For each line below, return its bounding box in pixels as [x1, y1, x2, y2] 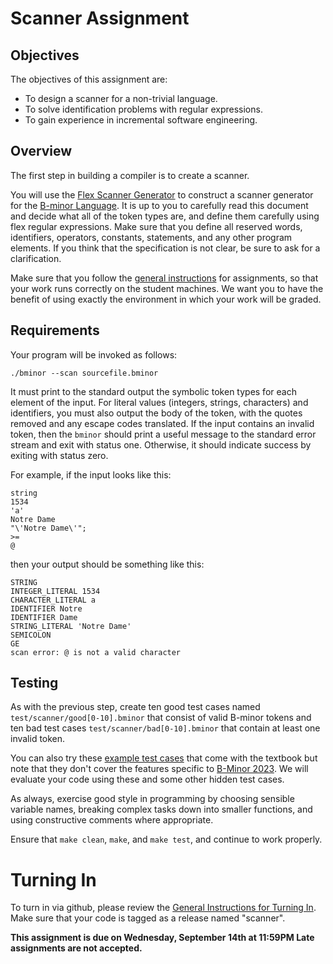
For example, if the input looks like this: [10, 468, 172, 481]
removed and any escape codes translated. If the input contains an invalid [10, 417, 315, 429]
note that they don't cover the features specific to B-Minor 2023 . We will [10, 763, 309, 775]
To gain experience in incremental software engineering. [24, 114, 258, 126]
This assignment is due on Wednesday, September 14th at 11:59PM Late [10, 932, 315, 944]
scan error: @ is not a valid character [10, 647, 182, 657]
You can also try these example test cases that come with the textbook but [10, 752, 318, 764]
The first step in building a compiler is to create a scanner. [10, 169, 250, 181]
